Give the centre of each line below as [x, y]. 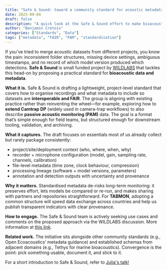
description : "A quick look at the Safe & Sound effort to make [73, 24]
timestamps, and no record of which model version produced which [75, 62]
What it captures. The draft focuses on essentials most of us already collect [83, 135]
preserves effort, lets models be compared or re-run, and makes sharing [79, 191]
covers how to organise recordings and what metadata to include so [75, 93]
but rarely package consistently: [38, 139]
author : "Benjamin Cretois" [34, 28]
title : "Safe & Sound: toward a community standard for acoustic [74, 10]
